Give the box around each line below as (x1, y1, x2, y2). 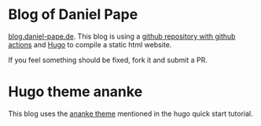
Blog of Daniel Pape (8, 6, 138, 24)
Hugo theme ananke (8, 83, 143, 101)
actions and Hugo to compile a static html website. (8, 39, 172, 49)
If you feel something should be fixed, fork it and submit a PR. (8, 55, 208, 65)
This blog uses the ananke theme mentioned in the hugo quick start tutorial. (8, 109, 253, 118)
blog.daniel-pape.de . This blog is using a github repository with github (8, 31, 236, 41)
